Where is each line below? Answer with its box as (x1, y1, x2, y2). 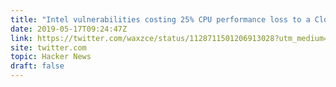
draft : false (10, 61, 65, 71)
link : (10, 33, 33, 43)
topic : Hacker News (10, 52, 92, 62)
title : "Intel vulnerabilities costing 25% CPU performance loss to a (10, 14, 311, 25)
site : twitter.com (10, 42, 87, 53)
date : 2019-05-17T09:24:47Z (10, 24, 128, 34)
